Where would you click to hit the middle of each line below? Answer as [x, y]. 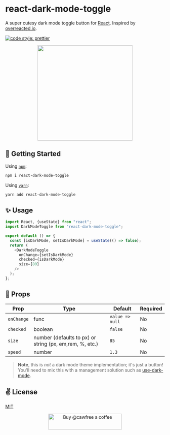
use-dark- [153, 370]
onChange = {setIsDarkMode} [46, 255]
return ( [19, 245]
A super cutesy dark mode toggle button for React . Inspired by [70, 23]
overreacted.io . [21, 28]
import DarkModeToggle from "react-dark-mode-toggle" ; [64, 227]
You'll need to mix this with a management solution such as [79, 370]
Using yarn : [17, 185]
